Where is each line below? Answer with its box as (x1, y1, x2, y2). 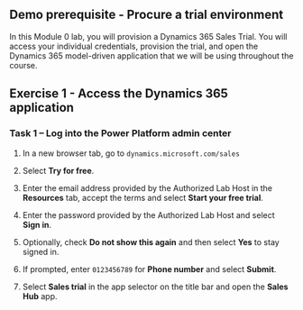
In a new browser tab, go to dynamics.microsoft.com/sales (22, 148, 241, 159)
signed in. (22, 246, 60, 257)
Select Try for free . (22, 165, 95, 176)
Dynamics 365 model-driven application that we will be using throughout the (9, 50, 294, 61)
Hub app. (22, 290, 58, 301)
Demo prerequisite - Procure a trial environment (9, 7, 284, 23)
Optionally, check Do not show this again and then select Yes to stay (22, 236, 280, 247)
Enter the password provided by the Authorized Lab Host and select (22, 209, 275, 220)
